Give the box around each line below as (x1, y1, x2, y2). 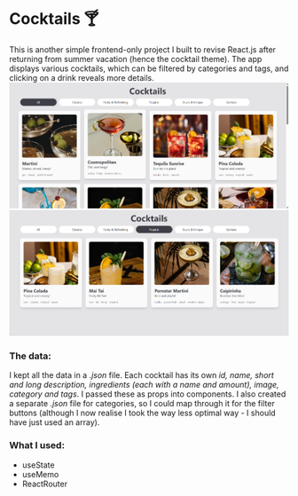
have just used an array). (9, 417, 100, 428)
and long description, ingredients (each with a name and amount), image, (9, 380, 279, 390)
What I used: (9, 439, 65, 452)
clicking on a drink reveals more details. (9, 72, 154, 83)
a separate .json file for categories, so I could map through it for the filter (9, 398, 275, 409)
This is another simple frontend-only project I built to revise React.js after (9, 43, 277, 55)
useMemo (21, 468, 59, 479)
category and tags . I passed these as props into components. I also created (9, 389, 286, 399)
